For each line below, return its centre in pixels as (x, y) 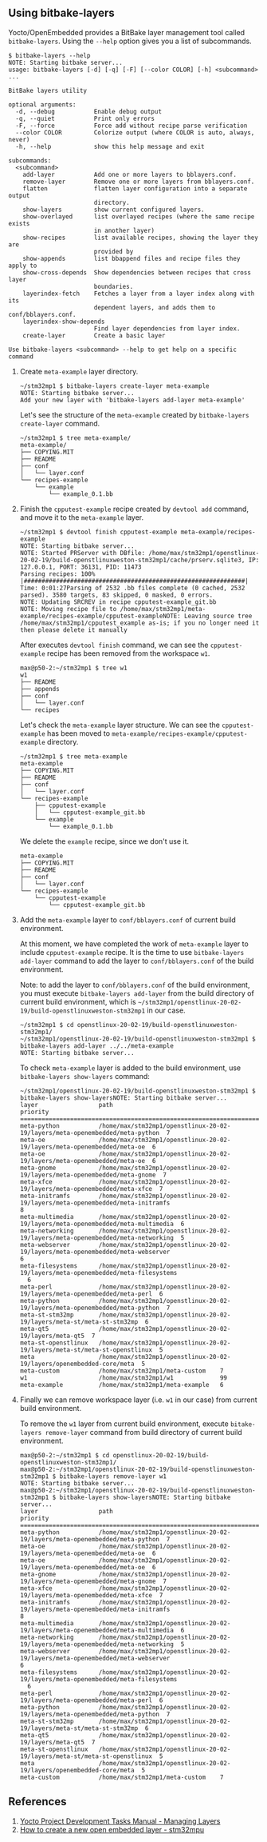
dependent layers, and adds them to (155, 307)
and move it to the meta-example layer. (82, 517)
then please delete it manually (73, 630)
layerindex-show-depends (64, 322)
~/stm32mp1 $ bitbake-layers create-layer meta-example (114, 386)
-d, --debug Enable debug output (88, 111)
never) (19, 139)
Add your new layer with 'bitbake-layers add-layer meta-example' (132, 400)
